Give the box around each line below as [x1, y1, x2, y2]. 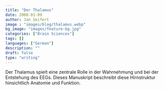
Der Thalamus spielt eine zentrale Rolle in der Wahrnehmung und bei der [5, 69, 159, 75]
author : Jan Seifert [5, 17, 50, 22]
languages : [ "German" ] [5, 41, 54, 46]
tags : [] [5, 36, 24, 41]
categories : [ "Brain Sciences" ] [5, 31, 74, 36]
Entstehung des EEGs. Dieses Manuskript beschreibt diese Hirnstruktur [5, 75, 156, 81]
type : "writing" [5, 55, 40, 60]
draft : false [5, 50, 33, 55]
